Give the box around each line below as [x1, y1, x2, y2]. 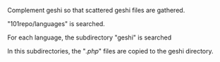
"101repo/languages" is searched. [7, 20, 106, 27]
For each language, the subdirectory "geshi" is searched [7, 33, 172, 42]
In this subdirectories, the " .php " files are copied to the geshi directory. [7, 47, 214, 55]
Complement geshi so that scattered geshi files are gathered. [7, 6, 185, 14]
